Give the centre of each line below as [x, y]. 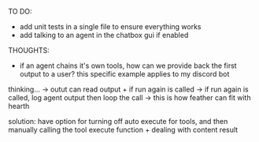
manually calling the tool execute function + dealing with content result [123, 130]
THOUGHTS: [29, 50]
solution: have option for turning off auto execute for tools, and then [118, 121]
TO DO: [20, 11]
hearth [19, 106]
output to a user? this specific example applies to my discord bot [124, 74]
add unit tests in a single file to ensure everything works [110, 26]
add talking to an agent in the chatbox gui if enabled [104, 35]
